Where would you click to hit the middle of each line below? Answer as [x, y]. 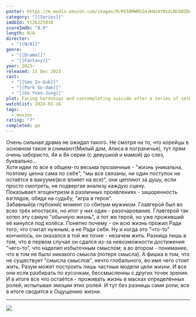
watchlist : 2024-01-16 [34, 104]
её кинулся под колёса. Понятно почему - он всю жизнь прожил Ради [94, 223]
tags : [13, 109]
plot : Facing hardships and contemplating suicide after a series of [92, 98]
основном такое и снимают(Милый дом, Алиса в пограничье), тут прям [96, 149]
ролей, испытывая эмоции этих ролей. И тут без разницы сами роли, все [98, 285]
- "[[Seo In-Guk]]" [35, 82]
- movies [22, 115]
